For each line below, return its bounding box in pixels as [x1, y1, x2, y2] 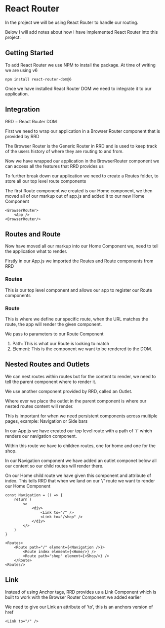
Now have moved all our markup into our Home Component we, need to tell [5, 243, 159, 249]
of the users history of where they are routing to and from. [5, 148, 124, 154]
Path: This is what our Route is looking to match [12, 340, 110, 346]
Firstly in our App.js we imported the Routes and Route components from [5, 258, 154, 264]
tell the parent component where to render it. [5, 379, 96, 385]
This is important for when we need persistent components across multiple [5, 413, 158, 419]
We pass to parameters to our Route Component [5, 331, 104, 337]
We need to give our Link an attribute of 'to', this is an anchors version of [5, 604, 153, 610]
